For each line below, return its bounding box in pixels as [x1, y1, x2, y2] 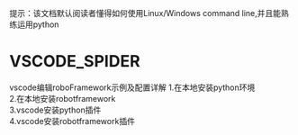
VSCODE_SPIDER [9, 51, 141, 72]
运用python [16, 19, 59, 30]
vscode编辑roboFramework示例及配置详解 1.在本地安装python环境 [9, 82, 256, 93]
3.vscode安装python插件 [9, 104, 102, 115]
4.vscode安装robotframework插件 [9, 115, 135, 126]
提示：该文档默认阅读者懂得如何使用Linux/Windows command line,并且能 [9, 8, 282, 18]
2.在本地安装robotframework [9, 93, 116, 103]
